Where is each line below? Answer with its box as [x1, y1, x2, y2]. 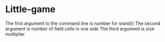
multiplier [5, 31, 25, 37]
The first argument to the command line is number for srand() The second [5, 20, 160, 26]
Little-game [5, 4, 56, 15]
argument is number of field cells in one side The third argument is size [5, 25, 155, 31]
